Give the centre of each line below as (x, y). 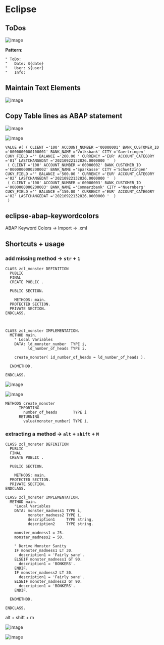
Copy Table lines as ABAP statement (64, 116)
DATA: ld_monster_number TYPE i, (50, 344)
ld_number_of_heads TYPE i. (57, 349)
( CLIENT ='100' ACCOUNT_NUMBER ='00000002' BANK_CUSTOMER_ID (74, 165)
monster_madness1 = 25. (39, 533)
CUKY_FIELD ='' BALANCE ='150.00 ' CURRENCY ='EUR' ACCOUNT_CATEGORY (80, 191)
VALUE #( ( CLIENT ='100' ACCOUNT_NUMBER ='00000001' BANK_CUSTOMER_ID (82, 147)
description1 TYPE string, (61, 520)
